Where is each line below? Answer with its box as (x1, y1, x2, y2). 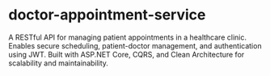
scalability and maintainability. (8, 58, 109, 68)
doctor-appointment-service (8, 6, 206, 24)
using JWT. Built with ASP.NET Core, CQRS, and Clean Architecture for (8, 49, 245, 59)
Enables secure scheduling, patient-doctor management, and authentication (8, 40, 262, 50)
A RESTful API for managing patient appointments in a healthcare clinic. (8, 32, 247, 42)
